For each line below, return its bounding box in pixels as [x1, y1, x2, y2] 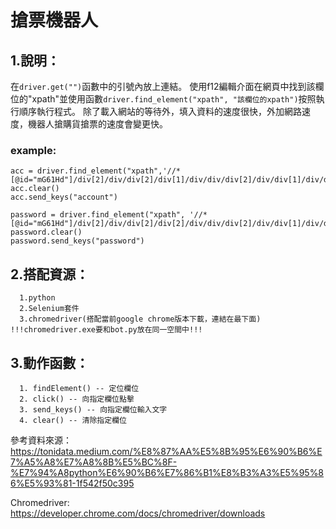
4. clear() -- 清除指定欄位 [19, 415, 127, 425]
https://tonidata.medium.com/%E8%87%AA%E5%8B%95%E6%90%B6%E [10, 445, 323, 457]
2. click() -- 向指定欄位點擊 [19, 394, 135, 404]
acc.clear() [10, 184, 60, 194]
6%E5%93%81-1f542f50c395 [10, 477, 135, 489]
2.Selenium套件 [19, 304, 80, 314]
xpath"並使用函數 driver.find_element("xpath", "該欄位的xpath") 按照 [31, 93, 317, 105]
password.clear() [10, 227, 83, 238]
